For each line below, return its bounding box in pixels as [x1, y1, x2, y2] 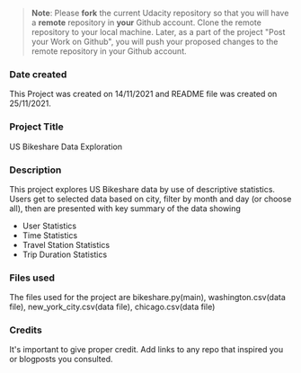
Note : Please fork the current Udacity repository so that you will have [31, 8, 289, 18]
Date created [9, 67, 67, 80]
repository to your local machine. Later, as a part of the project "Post [31, 27, 286, 37]
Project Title [9, 120, 65, 133]
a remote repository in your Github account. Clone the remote [31, 17, 262, 28]
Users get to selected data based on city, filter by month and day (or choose [9, 193, 292, 204]
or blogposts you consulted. [9, 354, 114, 365]
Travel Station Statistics [22, 239, 111, 250]
